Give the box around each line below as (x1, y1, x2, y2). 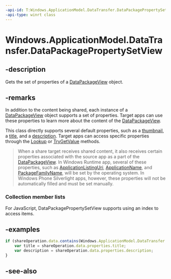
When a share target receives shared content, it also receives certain (17, 148, 163, 154)
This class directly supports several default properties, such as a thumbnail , (5, 128, 164, 134)
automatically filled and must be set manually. (17, 181, 114, 187)
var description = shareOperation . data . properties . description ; (14, 248, 154, 254)
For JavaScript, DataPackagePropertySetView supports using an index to (5, 205, 159, 211)
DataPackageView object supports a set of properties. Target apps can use (5, 113, 163, 119)
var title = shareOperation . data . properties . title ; (14, 243, 126, 248)
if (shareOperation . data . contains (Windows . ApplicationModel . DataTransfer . (5, 239, 167, 244)
